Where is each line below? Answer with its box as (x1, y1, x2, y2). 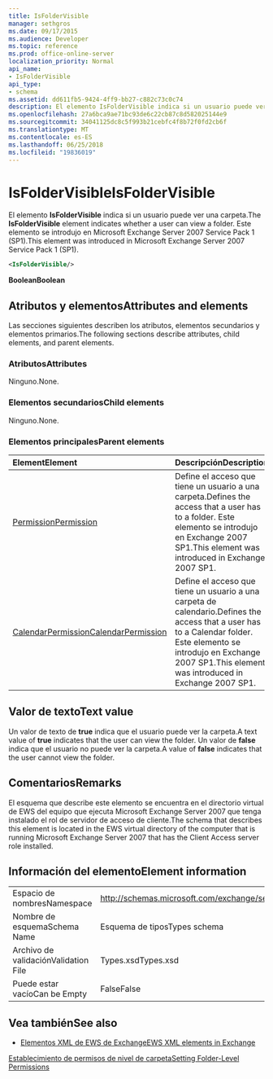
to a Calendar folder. (174, 626, 253, 638)
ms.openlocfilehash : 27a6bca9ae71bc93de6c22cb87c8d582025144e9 (8, 111, 227, 119)
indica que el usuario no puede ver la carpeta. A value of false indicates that (8, 743, 262, 753)
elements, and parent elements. (8, 338, 115, 347)
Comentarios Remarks (8, 776, 122, 790)
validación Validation (12, 954, 89, 966)
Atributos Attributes (8, 357, 88, 369)
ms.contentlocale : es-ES (8, 133, 93, 141)
